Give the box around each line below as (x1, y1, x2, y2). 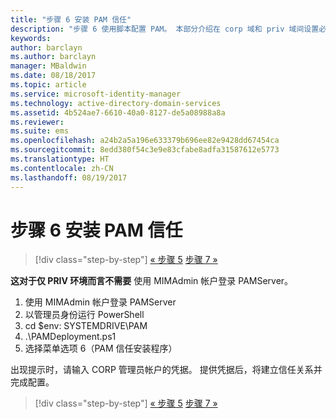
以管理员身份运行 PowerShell (24, 309, 145, 321)
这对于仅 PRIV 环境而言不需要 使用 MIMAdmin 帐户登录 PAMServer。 (10, 275, 294, 287)
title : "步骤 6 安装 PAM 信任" (10, 14, 132, 25)
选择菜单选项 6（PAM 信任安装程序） (24, 342, 178, 355)
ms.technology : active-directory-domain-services (10, 98, 222, 108)
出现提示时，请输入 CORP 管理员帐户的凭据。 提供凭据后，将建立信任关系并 (10, 364, 323, 376)
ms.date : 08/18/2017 (10, 71, 97, 81)
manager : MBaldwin (10, 61, 87, 71)
